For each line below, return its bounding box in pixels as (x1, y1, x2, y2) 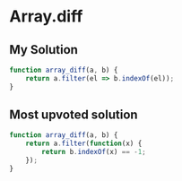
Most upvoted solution (9, 108, 138, 123)
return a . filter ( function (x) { (25, 139, 143, 149)
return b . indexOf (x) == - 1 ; (41, 148, 146, 157)
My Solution (9, 42, 79, 57)
